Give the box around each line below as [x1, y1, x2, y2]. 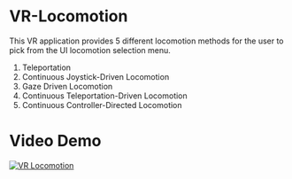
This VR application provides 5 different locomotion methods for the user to [9, 35, 285, 46]
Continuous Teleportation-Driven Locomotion [21, 90, 188, 101]
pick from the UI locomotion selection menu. [9, 44, 171, 55]
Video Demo [9, 131, 102, 152]
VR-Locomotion [9, 6, 128, 27]
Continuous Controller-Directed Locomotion [21, 99, 183, 110]
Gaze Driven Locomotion [21, 81, 113, 91]
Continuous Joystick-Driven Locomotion [21, 71, 170, 82]
